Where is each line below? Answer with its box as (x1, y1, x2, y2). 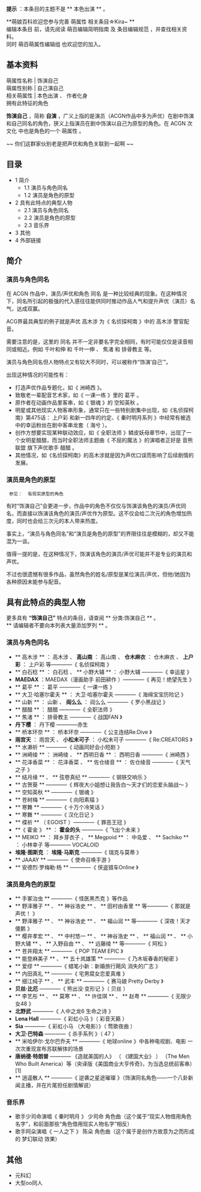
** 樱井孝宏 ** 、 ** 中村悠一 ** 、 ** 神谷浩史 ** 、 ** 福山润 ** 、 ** (14, 932, 187, 940)
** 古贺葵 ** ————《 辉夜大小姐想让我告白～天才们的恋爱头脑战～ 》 (14, 781, 191, 788)
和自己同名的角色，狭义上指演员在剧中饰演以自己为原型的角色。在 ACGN (6, 120, 186, 127)
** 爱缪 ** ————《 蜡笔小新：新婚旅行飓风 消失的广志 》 (14, 962, 161, 970)
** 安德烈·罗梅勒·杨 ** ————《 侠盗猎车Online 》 (14, 863, 139, 870)
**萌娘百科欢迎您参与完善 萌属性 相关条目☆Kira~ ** (6, 18, 135, 25)
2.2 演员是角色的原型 (23, 214, 76, 221)
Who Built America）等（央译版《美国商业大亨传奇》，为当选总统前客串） (14, 1060, 196, 1068)
